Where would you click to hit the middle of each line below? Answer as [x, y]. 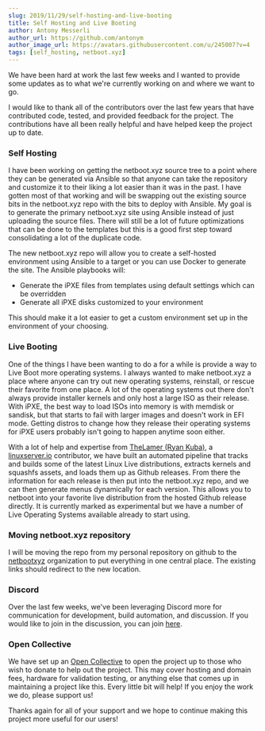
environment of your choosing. [59, 326]
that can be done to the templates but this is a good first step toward [120, 229]
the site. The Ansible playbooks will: [67, 270]
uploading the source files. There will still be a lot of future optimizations [126, 221]
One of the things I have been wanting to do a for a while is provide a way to [132, 364]
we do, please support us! [51, 695]
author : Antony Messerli [49, 30]
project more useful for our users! [63, 719]
